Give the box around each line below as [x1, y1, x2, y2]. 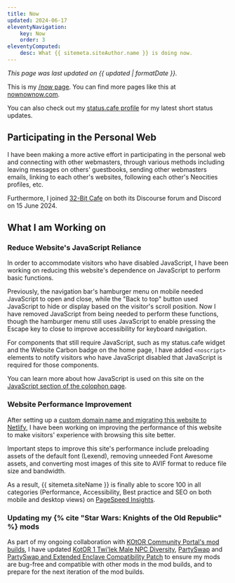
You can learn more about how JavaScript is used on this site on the [7, 375, 205, 383]
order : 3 [20, 37, 46, 44]
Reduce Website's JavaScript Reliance [7, 243, 142, 252]
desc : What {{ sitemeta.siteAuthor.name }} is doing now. [20, 50, 193, 57]
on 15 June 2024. [7, 201, 58, 210]
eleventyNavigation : [7, 23, 68, 30]
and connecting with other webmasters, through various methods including [7, 158, 225, 166]
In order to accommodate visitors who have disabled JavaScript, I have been [7, 258, 229, 268]
